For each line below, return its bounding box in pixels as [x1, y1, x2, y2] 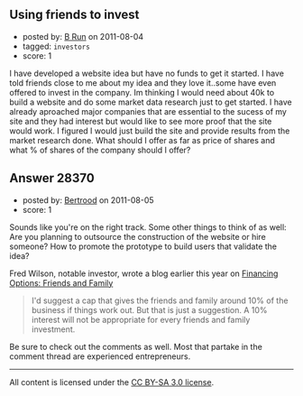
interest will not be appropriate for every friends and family [31, 314, 251, 325]
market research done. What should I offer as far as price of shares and [9, 134, 275, 145]
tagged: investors [22, 41, 90, 51]
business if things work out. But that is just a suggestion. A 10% [31, 304, 268, 315]
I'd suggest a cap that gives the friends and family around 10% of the [31, 295, 289, 306]
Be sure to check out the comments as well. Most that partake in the [9, 341, 263, 352]
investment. [31, 324, 76, 335]
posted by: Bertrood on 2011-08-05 [22, 194, 155, 206]
